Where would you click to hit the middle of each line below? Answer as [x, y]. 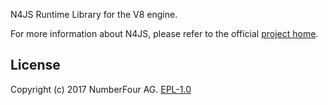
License [35, 65]
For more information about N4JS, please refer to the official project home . [164, 33]
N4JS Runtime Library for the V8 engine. [94, 14]
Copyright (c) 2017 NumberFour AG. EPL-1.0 [101, 89]
